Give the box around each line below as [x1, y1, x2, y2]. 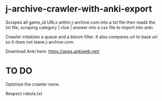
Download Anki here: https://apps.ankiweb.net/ [5, 48, 100, 54]
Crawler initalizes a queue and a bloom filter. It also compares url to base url [5, 34, 158, 40]
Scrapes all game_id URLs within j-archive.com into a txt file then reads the [5, 19, 156, 25]
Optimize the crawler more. [5, 81, 60, 87]
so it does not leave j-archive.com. [5, 39, 75, 44]
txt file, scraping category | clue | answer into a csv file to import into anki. [5, 24, 154, 30]
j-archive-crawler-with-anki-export [5, 3, 152, 14]
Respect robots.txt [5, 90, 43, 96]
